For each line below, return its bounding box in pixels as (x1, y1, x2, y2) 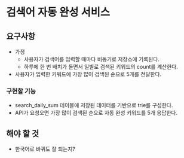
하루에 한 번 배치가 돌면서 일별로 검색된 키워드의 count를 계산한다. (23, 63, 178, 70)
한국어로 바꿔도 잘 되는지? (14, 145, 76, 153)
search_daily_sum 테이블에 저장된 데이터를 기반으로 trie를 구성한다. (14, 102, 173, 109)
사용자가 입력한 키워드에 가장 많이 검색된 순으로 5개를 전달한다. (14, 71, 162, 78)
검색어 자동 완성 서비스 (6, 5, 111, 19)
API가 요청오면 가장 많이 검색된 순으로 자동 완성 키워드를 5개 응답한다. (14, 109, 178, 117)
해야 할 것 (6, 128, 39, 138)
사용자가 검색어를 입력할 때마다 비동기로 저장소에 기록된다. (23, 56, 160, 63)
